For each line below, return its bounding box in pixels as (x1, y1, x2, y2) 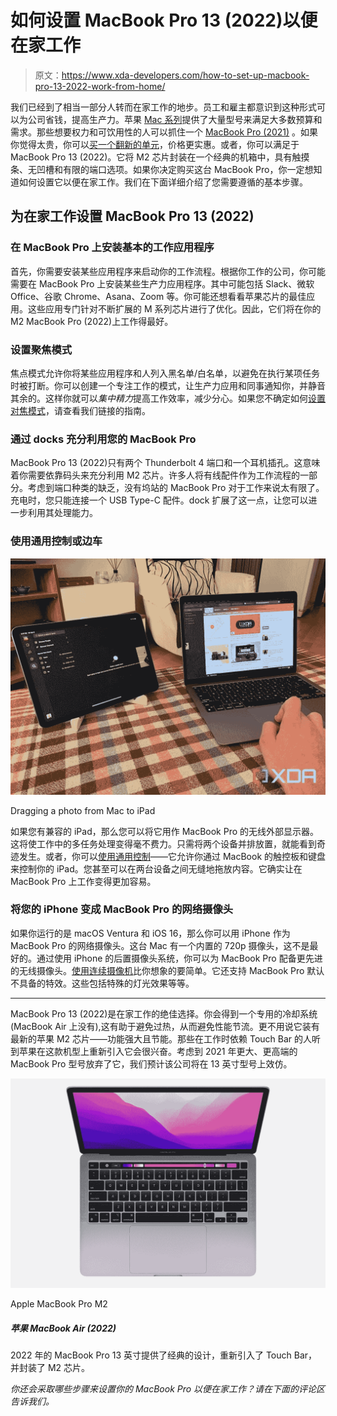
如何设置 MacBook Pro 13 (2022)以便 (10, 9, 318, 32)
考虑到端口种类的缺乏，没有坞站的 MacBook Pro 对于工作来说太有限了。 (27, 482, 325, 494)
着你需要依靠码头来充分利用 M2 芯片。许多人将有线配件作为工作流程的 (10, 469, 301, 481)
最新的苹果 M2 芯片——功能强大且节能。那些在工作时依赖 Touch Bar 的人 (10, 1032, 313, 1045)
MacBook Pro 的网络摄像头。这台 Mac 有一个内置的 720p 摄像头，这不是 (10, 939, 310, 951)
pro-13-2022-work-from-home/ (34, 80, 166, 92)
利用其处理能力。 (27, 507, 98, 519)
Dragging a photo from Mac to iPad (10, 804, 156, 816)
